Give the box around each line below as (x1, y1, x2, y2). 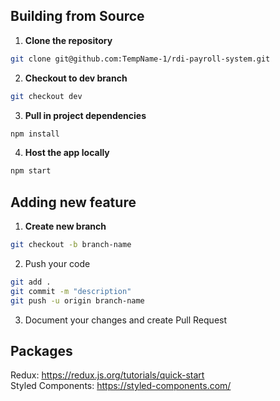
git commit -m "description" (10, 286, 132, 296)
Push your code (24, 258, 91, 269)
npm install (10, 129, 60, 139)
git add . (10, 277, 52, 287)
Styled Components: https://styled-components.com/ (10, 380, 232, 392)
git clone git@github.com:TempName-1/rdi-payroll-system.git (10, 54, 271, 64)
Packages (10, 343, 73, 360)
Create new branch (24, 220, 107, 233)
